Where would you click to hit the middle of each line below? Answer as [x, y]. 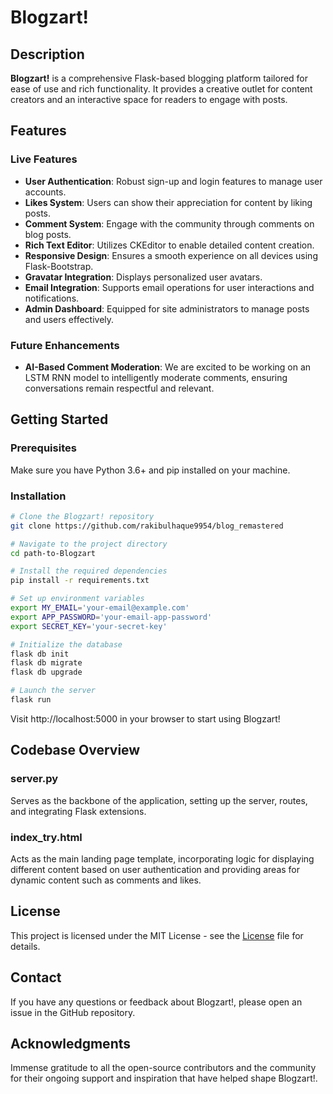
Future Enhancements [65, 345]
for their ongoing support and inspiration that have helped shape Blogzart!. [164, 1078]
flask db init [40, 654]
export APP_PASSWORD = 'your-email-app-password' [111, 617]
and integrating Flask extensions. [78, 811]
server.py [34, 779]
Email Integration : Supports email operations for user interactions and [169, 287]
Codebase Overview [75, 750]
